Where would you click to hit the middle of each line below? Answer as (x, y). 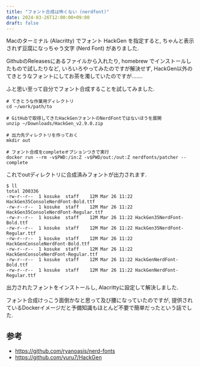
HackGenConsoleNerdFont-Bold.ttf (48, 244)
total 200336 (23, 191)
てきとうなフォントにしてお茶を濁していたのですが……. (74, 76)
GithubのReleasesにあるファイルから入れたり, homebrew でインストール (96, 61)
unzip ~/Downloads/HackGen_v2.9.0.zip (55, 124)
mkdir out (19, 141)
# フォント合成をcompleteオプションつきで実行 (58, 152)
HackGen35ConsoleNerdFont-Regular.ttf (55, 212)
